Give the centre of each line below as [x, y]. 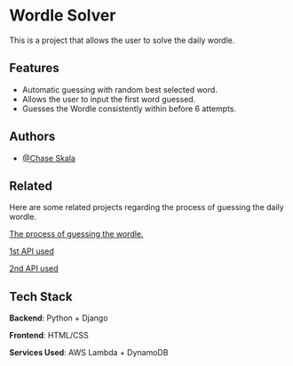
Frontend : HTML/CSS [49, 336]
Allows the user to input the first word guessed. [109, 99]
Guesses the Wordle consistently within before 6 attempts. [129, 109]
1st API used [32, 251]
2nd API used [34, 269]
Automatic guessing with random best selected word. [119, 89]
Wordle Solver [63, 16]
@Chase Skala [48, 158]
